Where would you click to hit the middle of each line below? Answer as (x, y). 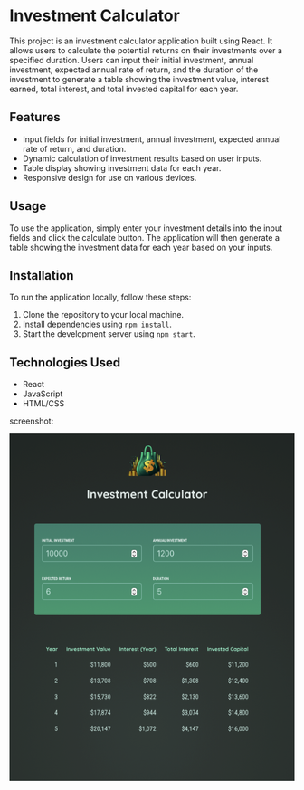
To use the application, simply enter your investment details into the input (146, 228)
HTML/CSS (43, 404)
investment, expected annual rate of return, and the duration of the (134, 70)
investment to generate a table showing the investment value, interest (139, 79)
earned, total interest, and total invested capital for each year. (124, 89)
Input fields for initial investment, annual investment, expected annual (152, 139)
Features (35, 117)
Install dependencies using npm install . (97, 324)
